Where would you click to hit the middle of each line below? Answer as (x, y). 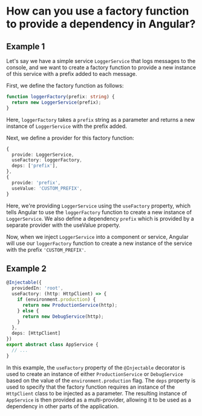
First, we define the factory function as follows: (65, 86)
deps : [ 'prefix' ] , (35, 166)
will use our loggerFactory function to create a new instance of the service (99, 243)
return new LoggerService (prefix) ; (57, 102)
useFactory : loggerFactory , (47, 160)
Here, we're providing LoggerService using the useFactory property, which (99, 206)
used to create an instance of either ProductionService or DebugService (95, 374)
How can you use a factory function (98, 11)
